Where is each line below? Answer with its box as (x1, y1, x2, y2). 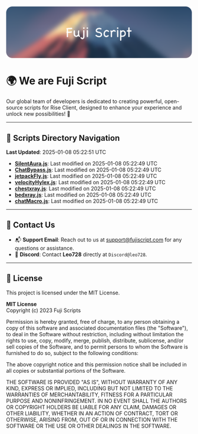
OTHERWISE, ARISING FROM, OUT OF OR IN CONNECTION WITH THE (6, 416, 178, 423)
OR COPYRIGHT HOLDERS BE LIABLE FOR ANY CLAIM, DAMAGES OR (6, 403, 177, 410)
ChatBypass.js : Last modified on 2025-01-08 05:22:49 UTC (14, 166, 162, 174)
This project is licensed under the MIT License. (6, 289, 120, 296)
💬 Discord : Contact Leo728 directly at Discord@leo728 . (14, 251, 147, 258)
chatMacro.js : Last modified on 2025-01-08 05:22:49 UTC (14, 198, 159, 205)
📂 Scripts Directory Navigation (6, 133, 120, 143)
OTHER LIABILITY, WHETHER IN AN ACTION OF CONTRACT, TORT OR (6, 410, 178, 417)
